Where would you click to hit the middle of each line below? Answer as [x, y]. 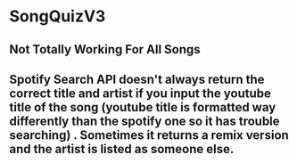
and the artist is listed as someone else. [122, 149]
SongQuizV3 [58, 16]
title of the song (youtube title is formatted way [143, 107]
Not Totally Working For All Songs [105, 49]
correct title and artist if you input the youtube [140, 93]
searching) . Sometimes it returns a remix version [149, 135]
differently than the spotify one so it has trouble [144, 121]
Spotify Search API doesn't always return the [137, 79]
